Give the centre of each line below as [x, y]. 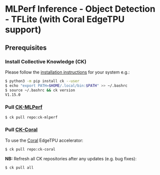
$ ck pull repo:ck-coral [30, 149]
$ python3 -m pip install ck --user [42, 81]
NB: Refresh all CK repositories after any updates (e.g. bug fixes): [71, 158]
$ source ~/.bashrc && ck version [40, 90]
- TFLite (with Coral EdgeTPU [65, 19]
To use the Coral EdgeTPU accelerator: [44, 140]
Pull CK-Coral [21, 130]
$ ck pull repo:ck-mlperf [31, 117]
